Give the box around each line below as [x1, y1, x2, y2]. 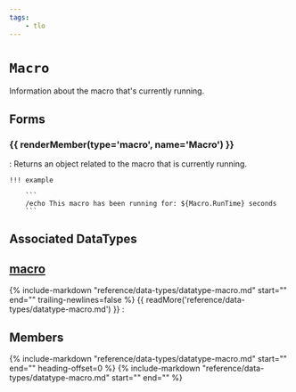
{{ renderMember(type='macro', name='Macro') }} [9, 138, 234, 151]
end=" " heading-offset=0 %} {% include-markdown [9, 363, 201, 374]
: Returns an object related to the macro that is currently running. [9, 159, 248, 169]
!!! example [9, 176, 53, 185]
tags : [9, 12, 29, 22]
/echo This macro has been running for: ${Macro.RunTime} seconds [25, 200, 277, 208]
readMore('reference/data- [145, 295, 245, 306]
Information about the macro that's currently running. [9, 86, 205, 96]
